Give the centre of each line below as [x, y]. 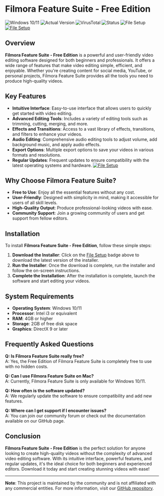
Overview [20, 43]
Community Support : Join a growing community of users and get [78, 213]
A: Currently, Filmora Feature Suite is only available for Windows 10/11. [76, 381]
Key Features [26, 96]
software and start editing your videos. [51, 281]
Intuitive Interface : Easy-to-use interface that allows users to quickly [82, 108]
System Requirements [40, 296]
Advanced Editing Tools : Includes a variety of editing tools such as [80, 118]
